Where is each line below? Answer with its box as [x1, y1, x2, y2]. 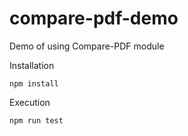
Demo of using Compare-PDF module [9, 40, 165, 52]
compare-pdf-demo [9, 7, 179, 30]
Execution [9, 96, 51, 108]
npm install [9, 78, 59, 89]
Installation [9, 59, 55, 71]
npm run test [9, 115, 64, 126]
